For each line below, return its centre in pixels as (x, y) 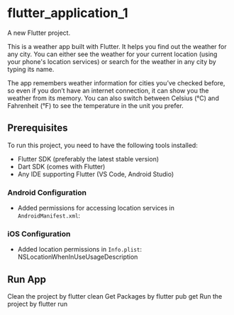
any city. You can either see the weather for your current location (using (112, 54)
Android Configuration (47, 192)
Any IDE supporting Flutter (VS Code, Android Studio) (96, 174)
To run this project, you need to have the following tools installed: (103, 145)
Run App (27, 279)
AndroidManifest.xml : (49, 215)
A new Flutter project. (39, 33)
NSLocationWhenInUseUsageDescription (78, 257)
